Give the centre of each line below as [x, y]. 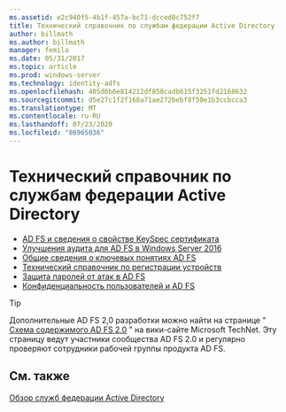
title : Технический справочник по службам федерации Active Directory [142, 26]
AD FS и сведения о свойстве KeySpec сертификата [120, 238]
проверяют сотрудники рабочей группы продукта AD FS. [117, 348]
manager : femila [39, 51]
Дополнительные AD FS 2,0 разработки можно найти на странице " [138, 320]
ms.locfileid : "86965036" [57, 133]
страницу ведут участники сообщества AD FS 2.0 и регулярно [128, 338]
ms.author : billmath [47, 42]
